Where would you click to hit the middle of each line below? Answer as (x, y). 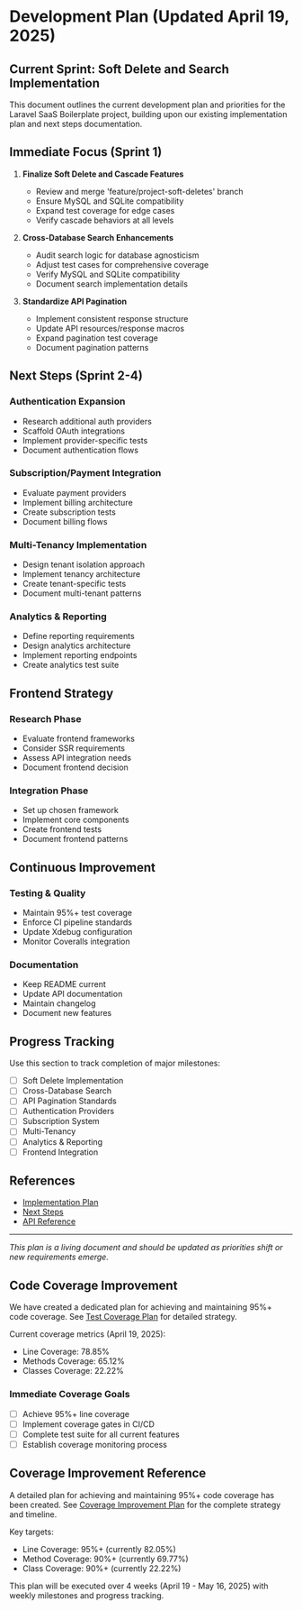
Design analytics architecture (76, 645)
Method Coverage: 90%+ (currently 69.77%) (105, 1559)
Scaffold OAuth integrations (74, 431)
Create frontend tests (62, 829)
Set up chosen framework (70, 810)
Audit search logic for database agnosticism (117, 255)
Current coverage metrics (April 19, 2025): (88, 1334)
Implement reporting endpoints (80, 655)
